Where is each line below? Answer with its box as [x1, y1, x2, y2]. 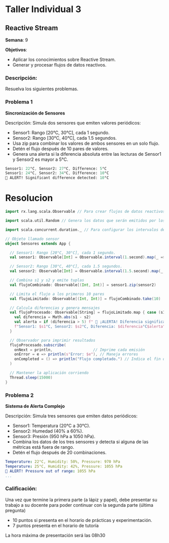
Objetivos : [5, 47, 28, 52]
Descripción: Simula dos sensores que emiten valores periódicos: [5, 119, 141, 126]
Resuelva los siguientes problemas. [5, 86, 79, 92]
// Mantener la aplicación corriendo [10, 371, 89, 376]
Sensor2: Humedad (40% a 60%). [12, 428, 83, 434]
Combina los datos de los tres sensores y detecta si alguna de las [12, 439, 149, 445]
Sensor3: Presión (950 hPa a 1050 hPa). [12, 433, 96, 439]
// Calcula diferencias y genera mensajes [10, 305, 100, 311]
